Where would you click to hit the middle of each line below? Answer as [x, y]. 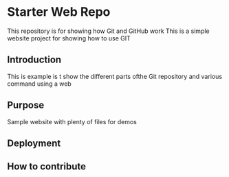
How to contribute [47, 166]
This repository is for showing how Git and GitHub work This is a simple [108, 31]
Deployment [34, 143]
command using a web [40, 84]
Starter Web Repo [59, 12]
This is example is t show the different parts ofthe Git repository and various [115, 76]
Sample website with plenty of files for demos [72, 121]
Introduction [34, 60]
